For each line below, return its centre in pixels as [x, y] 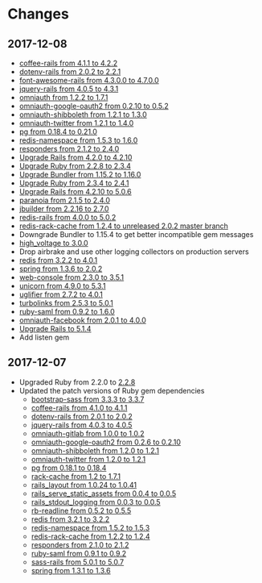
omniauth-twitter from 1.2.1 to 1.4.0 [76, 123]
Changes [38, 14]
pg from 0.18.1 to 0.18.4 [69, 468]
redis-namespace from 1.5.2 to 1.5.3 [90, 527]
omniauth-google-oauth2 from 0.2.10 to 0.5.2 [94, 106]
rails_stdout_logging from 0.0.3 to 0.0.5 [96, 502]
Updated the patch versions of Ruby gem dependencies [112, 390]
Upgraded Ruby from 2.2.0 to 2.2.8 [77, 382]
